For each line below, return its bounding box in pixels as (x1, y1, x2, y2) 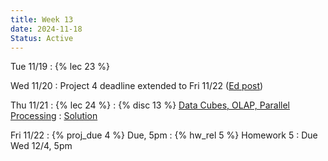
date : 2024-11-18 (10, 24, 83, 34)
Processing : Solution (10, 110, 98, 122)
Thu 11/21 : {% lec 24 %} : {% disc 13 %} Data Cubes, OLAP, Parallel (10, 99, 290, 111)
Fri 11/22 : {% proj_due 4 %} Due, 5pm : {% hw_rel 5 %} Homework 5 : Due (10, 129, 318, 141)
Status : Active (10, 33, 74, 43)
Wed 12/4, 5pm (10, 140, 73, 152)
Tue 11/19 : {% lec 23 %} (10, 61, 111, 73)
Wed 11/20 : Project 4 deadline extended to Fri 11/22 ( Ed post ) (10, 80, 264, 92)
